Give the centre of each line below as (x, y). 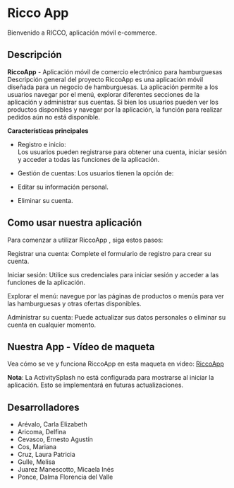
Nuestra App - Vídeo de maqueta (81, 347)
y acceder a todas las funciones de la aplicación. (88, 159)
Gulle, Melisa (36, 462)
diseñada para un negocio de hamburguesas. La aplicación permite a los (113, 87)
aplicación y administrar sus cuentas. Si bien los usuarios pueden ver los (113, 102)
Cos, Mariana (37, 447)
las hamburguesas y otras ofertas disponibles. (74, 303)
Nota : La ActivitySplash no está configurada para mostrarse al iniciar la (111, 378)
